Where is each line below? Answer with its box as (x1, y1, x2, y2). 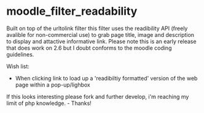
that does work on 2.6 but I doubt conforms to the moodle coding (6, 44, 172, 52)
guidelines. (6, 50, 34, 58)
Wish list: (6, 63, 29, 70)
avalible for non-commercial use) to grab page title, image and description (6, 31, 195, 38)
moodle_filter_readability (6, 4, 138, 18)
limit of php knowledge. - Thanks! (6, 99, 92, 107)
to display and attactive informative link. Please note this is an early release (6, 37, 197, 45)
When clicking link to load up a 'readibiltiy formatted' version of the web (15, 74, 198, 82)
